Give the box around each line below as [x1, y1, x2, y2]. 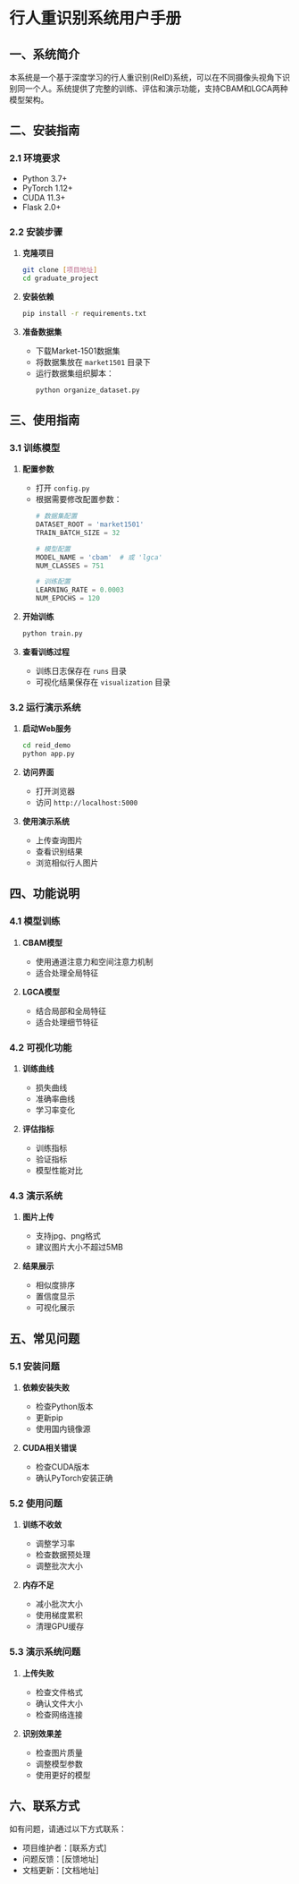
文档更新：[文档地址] [21, 1865, 100, 1876]
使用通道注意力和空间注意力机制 [35, 956, 154, 967]
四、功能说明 [9, 886, 80, 901]
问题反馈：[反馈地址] [21, 1854, 100, 1864]
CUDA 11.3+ [21, 192, 66, 202]
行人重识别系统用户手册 [9, 8, 182, 29]
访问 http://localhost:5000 [35, 797, 138, 807]
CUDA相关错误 [21, 1442, 78, 1453]
